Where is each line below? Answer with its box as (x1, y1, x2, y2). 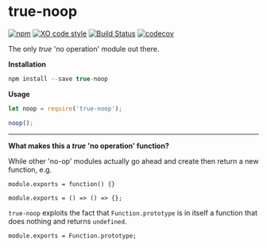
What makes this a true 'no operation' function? (8, 141, 169, 150)
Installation (8, 59, 46, 69)
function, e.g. (8, 165, 52, 174)
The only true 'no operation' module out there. (8, 44, 160, 53)
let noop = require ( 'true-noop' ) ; (8, 104, 123, 113)
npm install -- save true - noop (8, 75, 109, 83)
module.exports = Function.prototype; (8, 231, 137, 240)
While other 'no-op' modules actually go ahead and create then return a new (8, 156, 259, 165)
